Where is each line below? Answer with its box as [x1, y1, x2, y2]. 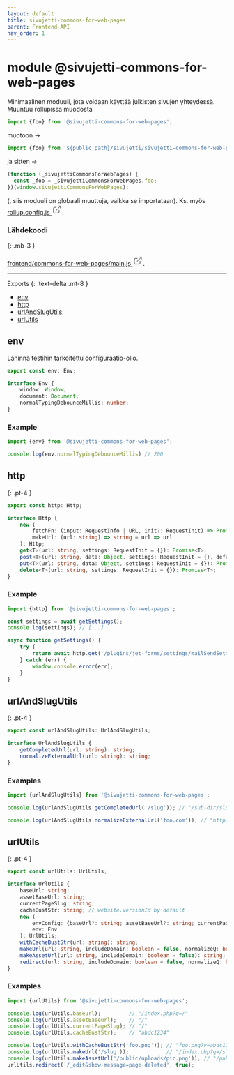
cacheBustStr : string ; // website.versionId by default [19, 906, 186, 914]
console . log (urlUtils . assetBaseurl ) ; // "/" [7, 1016, 148, 1023]
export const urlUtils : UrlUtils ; [7, 868, 108, 875]
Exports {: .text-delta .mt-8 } [7, 279, 88, 287]
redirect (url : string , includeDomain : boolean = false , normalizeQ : [19, 959, 223, 965]
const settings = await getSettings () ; [7, 618, 123, 625]
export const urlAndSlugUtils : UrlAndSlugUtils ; [7, 727, 151, 735]
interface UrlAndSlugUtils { [7, 740, 92, 747]
